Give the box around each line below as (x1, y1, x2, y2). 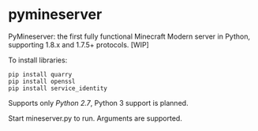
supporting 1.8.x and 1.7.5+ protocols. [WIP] (8, 39, 150, 49)
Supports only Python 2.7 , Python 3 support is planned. (8, 98, 189, 107)
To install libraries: (8, 55, 68, 65)
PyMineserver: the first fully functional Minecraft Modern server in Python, (8, 32, 251, 41)
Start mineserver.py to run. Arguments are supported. (8, 113, 183, 123)
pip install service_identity (8, 84, 108, 92)
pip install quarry (8, 70, 73, 78)
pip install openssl (8, 77, 77, 85)
